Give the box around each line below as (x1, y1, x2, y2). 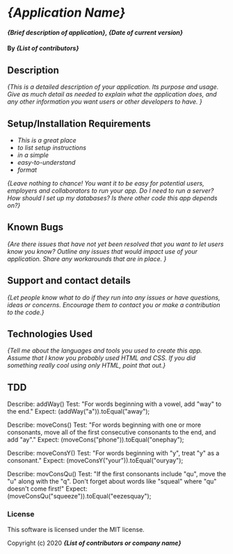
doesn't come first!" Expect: (7, 484, 88, 493)
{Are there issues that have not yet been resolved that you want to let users (7, 240, 224, 248)
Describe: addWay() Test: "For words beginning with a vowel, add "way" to (7, 400, 222, 408)
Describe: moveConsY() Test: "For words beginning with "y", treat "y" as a (7, 449, 220, 457)
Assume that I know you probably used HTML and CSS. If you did (7, 354, 196, 362)
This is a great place (17, 136, 77, 144)
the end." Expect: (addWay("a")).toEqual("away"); (7, 407, 150, 416)
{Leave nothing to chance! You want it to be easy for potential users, (7, 179, 204, 187)
